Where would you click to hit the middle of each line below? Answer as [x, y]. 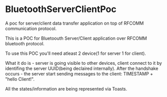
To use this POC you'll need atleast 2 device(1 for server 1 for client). [76, 53]
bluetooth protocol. [25, 43]
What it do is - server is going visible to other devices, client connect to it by [84, 63]
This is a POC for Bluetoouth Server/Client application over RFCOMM [76, 38]
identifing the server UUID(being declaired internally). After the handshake [82, 68]
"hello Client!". [20, 79]
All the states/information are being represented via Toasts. [66, 88]
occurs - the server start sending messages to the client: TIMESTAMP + [79, 73]
